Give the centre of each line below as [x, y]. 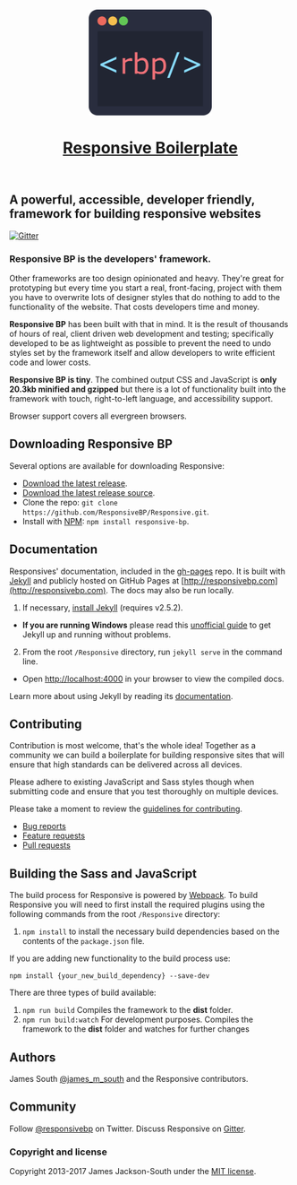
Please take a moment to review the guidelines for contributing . [126, 809]
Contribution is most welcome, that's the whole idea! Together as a [133, 746]
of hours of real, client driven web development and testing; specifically [142, 333]
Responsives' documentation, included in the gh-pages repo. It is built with [148, 571]
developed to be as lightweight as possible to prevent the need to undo [140, 343]
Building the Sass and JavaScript [103, 874]
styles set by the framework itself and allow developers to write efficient [142, 352]
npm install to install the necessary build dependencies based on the [151, 931]
